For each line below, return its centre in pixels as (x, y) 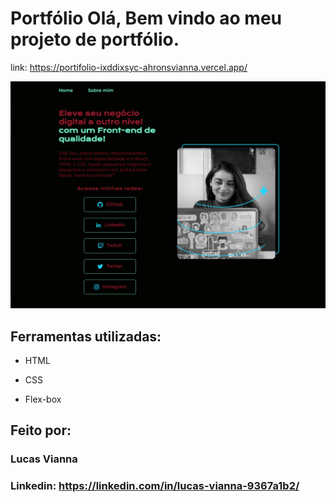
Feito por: (41, 430)
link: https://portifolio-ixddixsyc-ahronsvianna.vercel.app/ (129, 67)
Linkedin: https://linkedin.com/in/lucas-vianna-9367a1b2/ (155, 486)
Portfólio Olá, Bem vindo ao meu (146, 18)
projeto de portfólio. (95, 39)
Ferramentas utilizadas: (86, 336)
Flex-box (43, 399)
